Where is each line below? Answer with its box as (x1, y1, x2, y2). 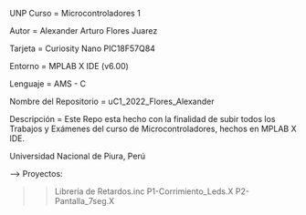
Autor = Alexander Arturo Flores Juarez (9, 26, 158, 36)
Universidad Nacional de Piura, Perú (9, 150, 146, 161)
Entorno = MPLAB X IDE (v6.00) (9, 61, 130, 71)
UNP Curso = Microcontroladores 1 (9, 8, 142, 18)
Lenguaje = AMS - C (9, 78, 87, 89)
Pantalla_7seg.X (54, 196, 115, 206)
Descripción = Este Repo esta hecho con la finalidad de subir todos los (9, 114, 276, 124)
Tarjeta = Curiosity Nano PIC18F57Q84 (9, 43, 155, 54)
